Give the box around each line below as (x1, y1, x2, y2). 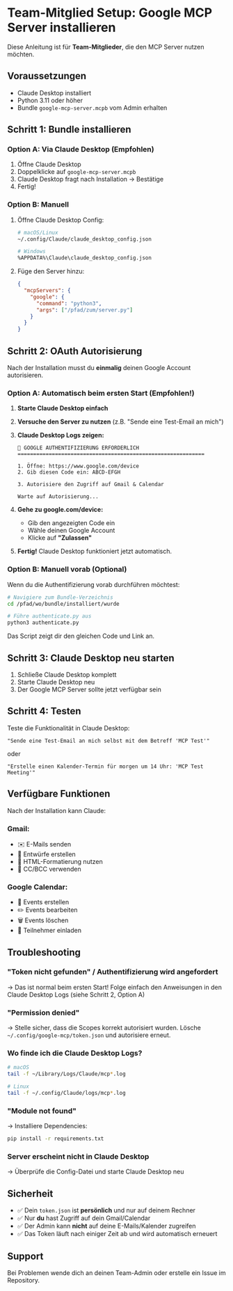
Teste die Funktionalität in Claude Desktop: (7, 723, 130, 732)
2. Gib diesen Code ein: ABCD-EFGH (17, 469, 121, 476)
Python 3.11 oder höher (17, 96, 83, 104)
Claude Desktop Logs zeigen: (17, 431, 104, 440)
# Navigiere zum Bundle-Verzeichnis (7, 593, 113, 601)
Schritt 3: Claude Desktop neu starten (7, 652, 175, 664)
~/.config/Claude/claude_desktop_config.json (17, 235, 152, 243)
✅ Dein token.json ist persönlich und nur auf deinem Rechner (17, 1206, 196, 1214)
